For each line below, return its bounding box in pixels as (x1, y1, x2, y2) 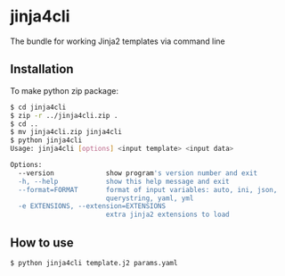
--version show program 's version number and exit (18, 168, 257, 178)
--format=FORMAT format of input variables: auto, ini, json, (18, 185, 278, 194)
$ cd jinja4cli (10, 103, 67, 112)
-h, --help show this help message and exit (18, 177, 230, 186)
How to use (10, 235, 74, 250)
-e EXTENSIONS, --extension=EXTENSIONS (18, 202, 167, 211)
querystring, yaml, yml (105, 194, 194, 203)
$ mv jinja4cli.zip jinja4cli (10, 128, 123, 137)
